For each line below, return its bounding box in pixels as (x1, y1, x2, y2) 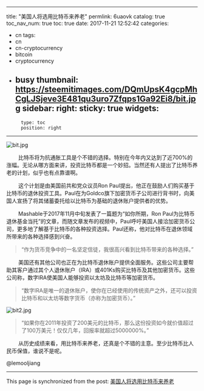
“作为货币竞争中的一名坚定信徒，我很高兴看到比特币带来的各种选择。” (21, 246, 194, 253)
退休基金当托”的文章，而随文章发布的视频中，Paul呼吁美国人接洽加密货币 (6, 217, 190, 225)
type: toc (21, 119, 46, 125)
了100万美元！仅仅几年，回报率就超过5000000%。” (21, 327, 149, 334)
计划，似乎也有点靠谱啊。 (16, 168, 81, 176)
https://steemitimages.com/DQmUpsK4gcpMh (15, 85, 198, 95)
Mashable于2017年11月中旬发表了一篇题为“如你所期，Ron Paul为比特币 (18, 210, 195, 217)
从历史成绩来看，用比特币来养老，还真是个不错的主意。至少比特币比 (18, 339, 189, 347)
